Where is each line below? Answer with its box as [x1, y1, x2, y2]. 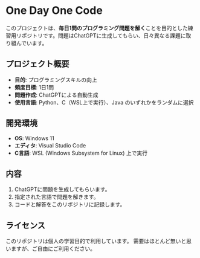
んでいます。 [16, 39, 48, 47]
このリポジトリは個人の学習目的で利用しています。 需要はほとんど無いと [5, 237, 187, 245]
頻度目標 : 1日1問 [14, 83, 54, 91]
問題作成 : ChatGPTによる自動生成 [14, 91, 98, 98]
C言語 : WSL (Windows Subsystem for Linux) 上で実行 [14, 149, 148, 156]
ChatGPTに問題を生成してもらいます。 [14, 185, 111, 193]
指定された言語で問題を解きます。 [14, 193, 99, 201]
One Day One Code [5, 4, 103, 18]
